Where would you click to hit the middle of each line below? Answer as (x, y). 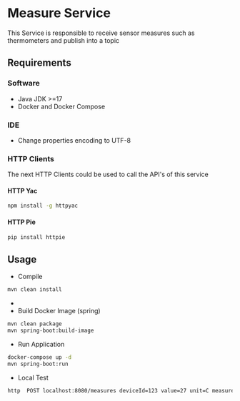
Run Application (41, 344)
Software (24, 83)
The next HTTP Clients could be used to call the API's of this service (108, 174)
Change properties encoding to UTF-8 (74, 140)
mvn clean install (35, 290)
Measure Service (59, 13)
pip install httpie (36, 237)
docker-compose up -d (40, 357)
